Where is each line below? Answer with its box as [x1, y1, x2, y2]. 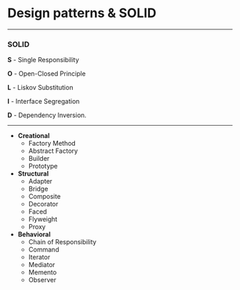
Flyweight [28, 215, 58, 224]
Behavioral [17, 230, 51, 239]
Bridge [28, 184, 49, 194]
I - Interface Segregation [7, 97, 80, 106]
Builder [28, 154, 50, 163]
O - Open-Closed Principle [7, 69, 86, 78]
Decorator [28, 200, 59, 209]
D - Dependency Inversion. [7, 111, 87, 119]
